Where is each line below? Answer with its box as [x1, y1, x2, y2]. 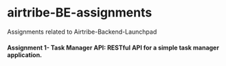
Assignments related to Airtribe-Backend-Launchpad [7, 27, 157, 36]
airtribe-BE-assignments [7, 5, 152, 21]
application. [7, 50, 43, 59]
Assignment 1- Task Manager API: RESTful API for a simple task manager [7, 43, 220, 52]
